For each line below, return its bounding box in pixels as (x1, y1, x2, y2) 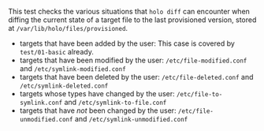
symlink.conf (19, 99, 63, 107)
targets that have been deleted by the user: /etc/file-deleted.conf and (19, 73, 254, 81)
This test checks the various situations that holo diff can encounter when (8, 7, 251, 16)
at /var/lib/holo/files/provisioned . (8, 24, 128, 32)
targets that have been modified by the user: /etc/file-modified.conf (19, 55, 247, 65)
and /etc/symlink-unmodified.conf (74, 114, 188, 123)
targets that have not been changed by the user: (19, 106, 177, 115)
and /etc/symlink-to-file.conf (64, 98, 167, 107)
